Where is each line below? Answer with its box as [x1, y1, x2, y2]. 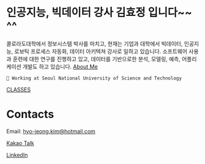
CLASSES [6, 86, 31, 93]
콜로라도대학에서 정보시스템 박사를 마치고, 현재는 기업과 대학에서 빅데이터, [6, 40, 183, 47]
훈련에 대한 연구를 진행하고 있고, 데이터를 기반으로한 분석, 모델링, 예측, [12, 55, 181, 62]
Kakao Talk [6, 139, 35, 147]
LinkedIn [6, 151, 28, 158]
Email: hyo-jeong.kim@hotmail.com [6, 127, 96, 135]
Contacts [6, 108, 54, 121]
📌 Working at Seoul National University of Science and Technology [6, 75, 182, 81]
